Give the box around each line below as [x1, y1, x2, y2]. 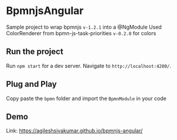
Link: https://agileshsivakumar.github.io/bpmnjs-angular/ [6, 127, 143, 134]
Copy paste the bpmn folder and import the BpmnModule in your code [6, 95, 167, 102]
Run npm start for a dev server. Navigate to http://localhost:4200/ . [6, 62, 172, 69]
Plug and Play [6, 79, 57, 89]
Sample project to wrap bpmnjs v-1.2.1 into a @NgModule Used [6, 23, 162, 30]
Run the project [6, 47, 63, 57]
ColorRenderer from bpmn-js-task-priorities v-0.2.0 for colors [6, 29, 156, 36]
